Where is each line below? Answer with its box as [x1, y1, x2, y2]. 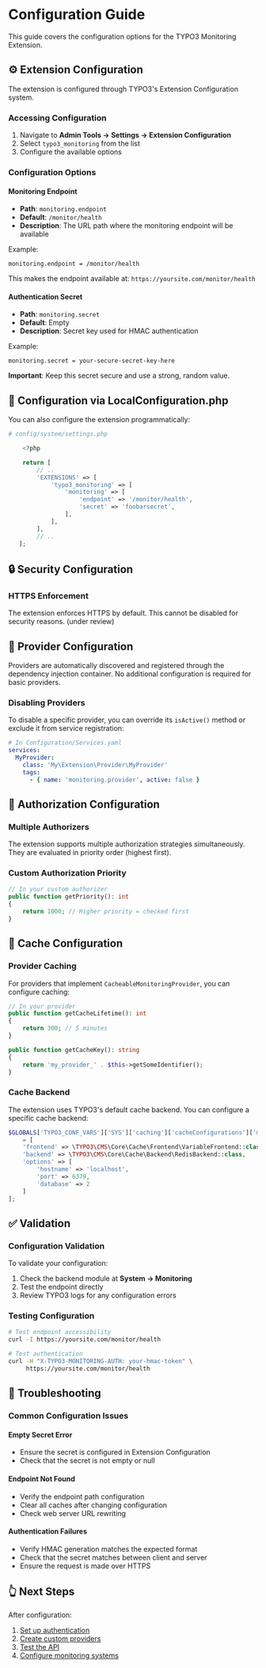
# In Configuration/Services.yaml [8, 739, 123, 747]
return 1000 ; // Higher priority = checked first [22, 908, 190, 916]
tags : [22, 768, 41, 777]
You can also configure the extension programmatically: [8, 415, 191, 424]
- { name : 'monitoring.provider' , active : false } [28, 776, 200, 784]
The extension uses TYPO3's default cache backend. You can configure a [8, 1104, 249, 1114]
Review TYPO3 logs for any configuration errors [19, 1290, 177, 1300]
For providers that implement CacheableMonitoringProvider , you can [8, 978, 230, 988]
